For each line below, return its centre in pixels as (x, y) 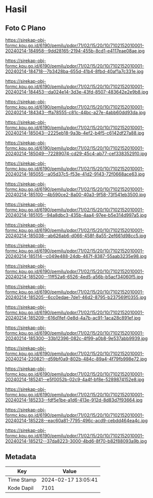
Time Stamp (22, 480)
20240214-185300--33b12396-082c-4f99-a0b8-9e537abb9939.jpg (76, 338)
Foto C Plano (25, 28)
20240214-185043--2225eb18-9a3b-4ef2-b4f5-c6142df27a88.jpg (75, 133)
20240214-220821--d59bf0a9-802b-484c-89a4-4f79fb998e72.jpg (76, 359)
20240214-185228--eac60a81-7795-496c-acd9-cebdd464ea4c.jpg (76, 420)
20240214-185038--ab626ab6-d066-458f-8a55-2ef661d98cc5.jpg (76, 236)
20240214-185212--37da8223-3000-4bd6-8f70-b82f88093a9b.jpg (76, 441)
